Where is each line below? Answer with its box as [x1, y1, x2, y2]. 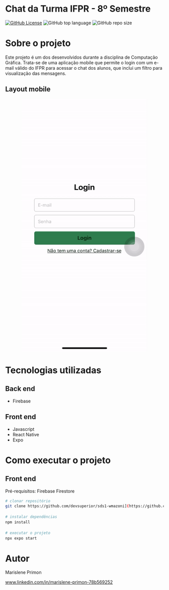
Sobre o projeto [5, 37, 71, 49]
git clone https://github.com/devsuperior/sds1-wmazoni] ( [5, 504, 129, 509]
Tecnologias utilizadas [5, 365, 102, 376]
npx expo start [5, 535, 37, 541]
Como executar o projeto [5, 455, 111, 466]
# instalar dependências [5, 514, 57, 520]
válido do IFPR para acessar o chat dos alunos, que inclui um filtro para [15, 65, 162, 71]
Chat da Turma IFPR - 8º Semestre [5, 3, 151, 15]
